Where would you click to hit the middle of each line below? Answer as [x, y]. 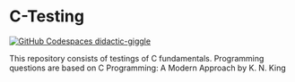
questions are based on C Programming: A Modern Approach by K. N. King [147, 68]
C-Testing [47, 16]
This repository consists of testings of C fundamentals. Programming [137, 58]
